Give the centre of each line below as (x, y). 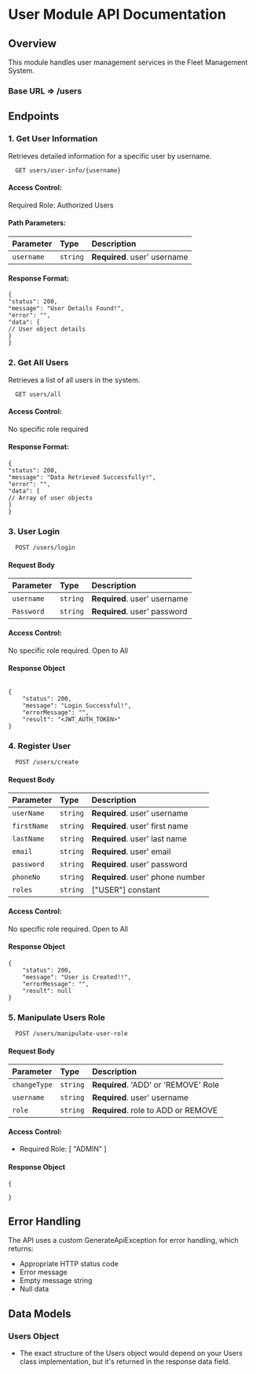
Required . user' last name (139, 839)
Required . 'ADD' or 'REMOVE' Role (155, 1085)
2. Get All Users (38, 363)
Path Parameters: (37, 223)
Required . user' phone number (148, 878)
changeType (32, 1085)
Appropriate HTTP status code (69, 1264)
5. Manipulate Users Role (57, 1017)
